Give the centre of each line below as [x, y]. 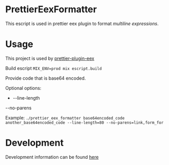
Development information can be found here [52, 157]
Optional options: [24, 88]
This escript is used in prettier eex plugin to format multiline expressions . [82, 23]
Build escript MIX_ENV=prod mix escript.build [54, 68]
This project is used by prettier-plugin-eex [50, 58]
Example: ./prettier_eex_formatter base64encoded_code [65, 117]
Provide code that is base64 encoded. [46, 78]
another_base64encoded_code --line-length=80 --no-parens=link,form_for [84, 123]
